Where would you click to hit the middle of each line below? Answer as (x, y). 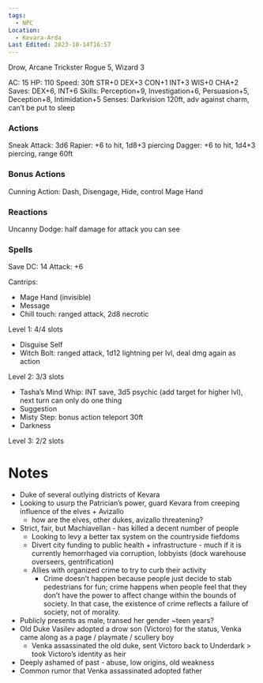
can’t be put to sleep (41, 108)
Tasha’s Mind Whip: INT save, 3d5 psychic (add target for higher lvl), (131, 392)
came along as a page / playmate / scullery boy (97, 637)
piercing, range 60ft (41, 154)
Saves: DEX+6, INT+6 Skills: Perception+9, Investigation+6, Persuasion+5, (129, 91)
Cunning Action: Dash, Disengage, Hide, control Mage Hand (106, 191)
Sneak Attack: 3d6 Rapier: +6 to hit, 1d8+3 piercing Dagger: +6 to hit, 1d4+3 (132, 145)
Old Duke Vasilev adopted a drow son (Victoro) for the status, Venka (131, 629)
